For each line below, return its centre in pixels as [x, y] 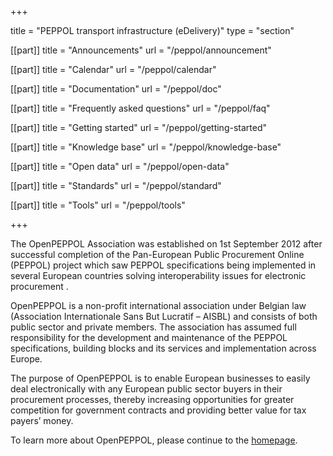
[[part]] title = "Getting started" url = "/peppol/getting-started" [138, 127]
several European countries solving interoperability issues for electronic [158, 275]
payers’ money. [42, 420]
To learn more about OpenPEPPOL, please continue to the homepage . [154, 440]
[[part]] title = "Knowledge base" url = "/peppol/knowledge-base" [146, 147]
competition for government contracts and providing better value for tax [158, 410]
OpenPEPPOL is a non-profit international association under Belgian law [158, 305]
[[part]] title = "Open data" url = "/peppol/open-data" [120, 166]
